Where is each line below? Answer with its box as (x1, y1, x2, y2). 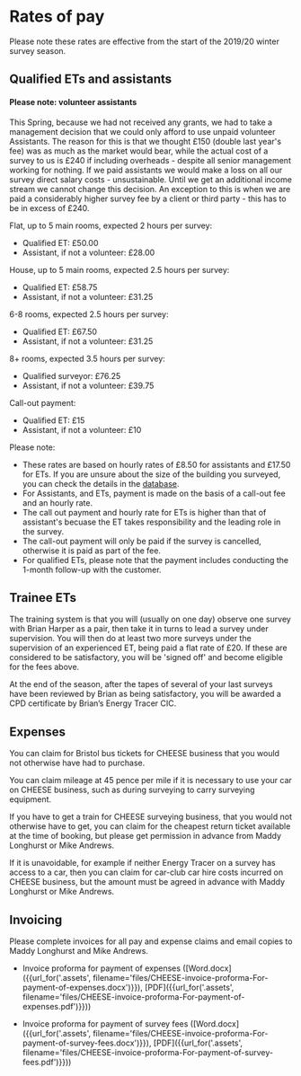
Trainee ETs (9, 590, 77, 605)
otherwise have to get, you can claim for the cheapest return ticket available (9, 821, 291, 832)
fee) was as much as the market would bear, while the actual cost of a (9, 146, 269, 156)
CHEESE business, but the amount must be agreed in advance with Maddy (9, 877, 286, 887)
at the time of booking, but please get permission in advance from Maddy (9, 831, 281, 842)
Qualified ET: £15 (22, 415, 85, 426)
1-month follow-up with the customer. (22, 564, 162, 575)
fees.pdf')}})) (22, 1056, 72, 1067)
